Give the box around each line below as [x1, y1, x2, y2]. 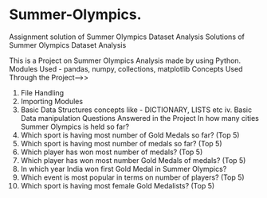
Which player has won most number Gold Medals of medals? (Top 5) [20, 155, 246, 165]
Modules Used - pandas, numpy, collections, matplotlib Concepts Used [9, 64, 243, 73]
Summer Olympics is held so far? [20, 122, 130, 131]
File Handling [20, 87, 65, 97]
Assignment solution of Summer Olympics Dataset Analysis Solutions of [9, 32, 245, 41]
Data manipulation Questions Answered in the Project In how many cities [20, 113, 260, 122]
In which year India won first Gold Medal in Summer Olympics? [20, 164, 227, 173]
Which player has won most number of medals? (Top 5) [20, 147, 203, 157]
